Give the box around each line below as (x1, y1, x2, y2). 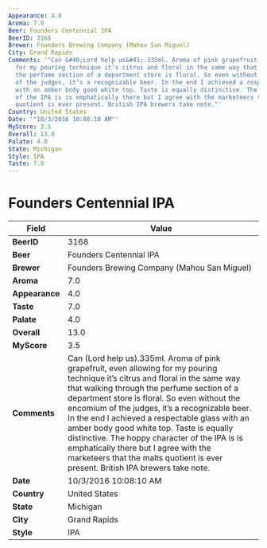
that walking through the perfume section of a (67, 383, 238, 394)
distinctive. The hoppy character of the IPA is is (67, 433, 244, 444)
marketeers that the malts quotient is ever (67, 452, 223, 464)
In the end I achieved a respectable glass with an (67, 413, 250, 424)
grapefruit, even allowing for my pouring (67, 363, 218, 374)
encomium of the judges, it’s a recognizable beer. (67, 403, 252, 414)
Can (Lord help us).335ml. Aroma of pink (67, 353, 221, 364)
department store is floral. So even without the (67, 393, 241, 404)
